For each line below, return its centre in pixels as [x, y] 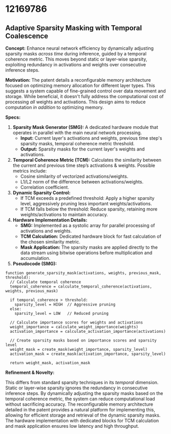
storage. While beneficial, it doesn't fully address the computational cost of [84, 96]
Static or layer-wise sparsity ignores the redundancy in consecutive [77, 388]
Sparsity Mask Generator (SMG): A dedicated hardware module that [85, 127]
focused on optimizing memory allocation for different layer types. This [80, 86]
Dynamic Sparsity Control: [41, 193]
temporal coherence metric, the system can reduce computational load [80, 399]
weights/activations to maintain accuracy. [64, 214]
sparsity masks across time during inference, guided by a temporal [76, 54]
